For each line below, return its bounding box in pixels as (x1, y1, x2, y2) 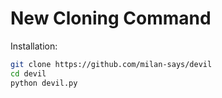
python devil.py (10, 78, 78, 88)
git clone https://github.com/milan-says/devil (10, 59, 213, 69)
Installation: (10, 40, 58, 52)
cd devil (10, 68, 47, 79)
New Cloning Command (10, 7, 212, 30)
